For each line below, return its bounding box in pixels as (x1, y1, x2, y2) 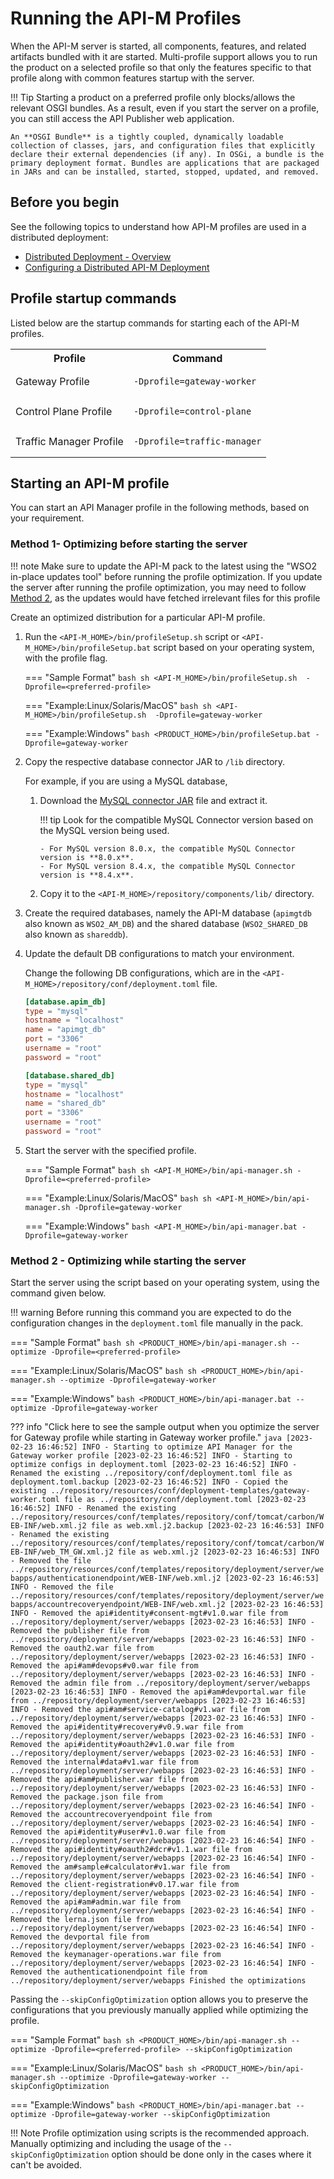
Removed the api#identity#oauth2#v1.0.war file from (10, 1740, 235, 1750)
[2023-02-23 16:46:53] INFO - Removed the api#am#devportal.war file (10, 1687, 307, 1697)
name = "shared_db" (24, 1098, 107, 1109)
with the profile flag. (24, 652, 108, 664)
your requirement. (10, 512, 85, 524)
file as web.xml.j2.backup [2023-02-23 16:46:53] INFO (90, 1521, 325, 1531)
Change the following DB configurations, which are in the (24, 967, 261, 979)
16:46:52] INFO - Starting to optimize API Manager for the (36, 1442, 293, 1452)
